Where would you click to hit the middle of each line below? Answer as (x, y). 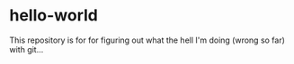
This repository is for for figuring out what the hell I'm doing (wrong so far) (147, 40)
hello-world (54, 16)
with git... (27, 49)
